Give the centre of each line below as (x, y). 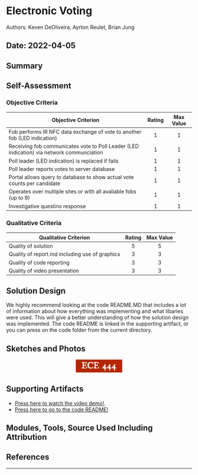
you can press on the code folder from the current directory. (79, 330)
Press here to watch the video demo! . (60, 403)
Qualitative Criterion (65, 237)
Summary (24, 66)
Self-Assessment (39, 86)
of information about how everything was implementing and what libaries (95, 311)
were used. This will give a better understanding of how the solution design (98, 318)
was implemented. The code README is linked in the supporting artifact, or (98, 324)
